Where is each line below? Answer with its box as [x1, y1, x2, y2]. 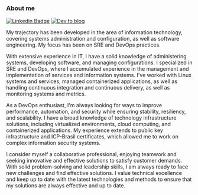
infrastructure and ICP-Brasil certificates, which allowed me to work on [6, 133, 178, 140]
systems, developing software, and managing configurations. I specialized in [6, 59, 193, 66]
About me [6, 4, 35, 12]
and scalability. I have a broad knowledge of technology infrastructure [6, 114, 177, 121]
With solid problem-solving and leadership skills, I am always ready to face [6, 163, 189, 170]
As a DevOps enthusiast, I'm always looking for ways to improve [6, 102, 163, 109]
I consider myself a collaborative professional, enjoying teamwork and [6, 151, 177, 158]
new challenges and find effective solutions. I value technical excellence [6, 170, 182, 177]
